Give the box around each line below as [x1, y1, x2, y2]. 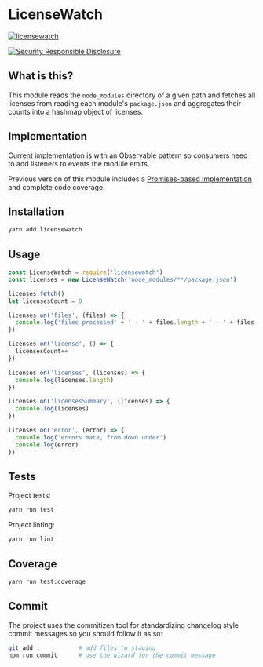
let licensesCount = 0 [8, 297, 82, 305]
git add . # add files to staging [8, 643, 156, 652]
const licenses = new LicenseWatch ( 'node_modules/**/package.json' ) [8, 275, 237, 283]
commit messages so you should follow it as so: [8, 629, 163, 638]
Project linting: [8, 520, 55, 530]
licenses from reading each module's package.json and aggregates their [8, 98, 242, 108]
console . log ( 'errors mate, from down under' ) [15, 433, 167, 441]
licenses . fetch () [8, 290, 65, 297]
